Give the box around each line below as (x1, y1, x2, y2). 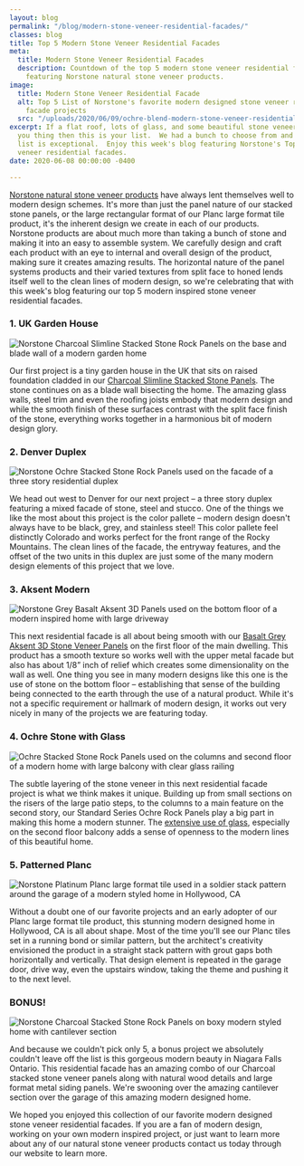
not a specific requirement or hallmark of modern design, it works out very (9, 698, 287, 709)
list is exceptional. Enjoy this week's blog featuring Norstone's (17, 139, 281, 148)
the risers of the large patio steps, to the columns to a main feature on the (9, 798, 284, 808)
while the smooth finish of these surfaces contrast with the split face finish (9, 404, 288, 415)
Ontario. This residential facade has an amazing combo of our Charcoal (9, 1063, 276, 1074)
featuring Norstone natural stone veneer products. (25, 72, 224, 81)
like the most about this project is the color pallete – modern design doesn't (9, 512, 291, 523)
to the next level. (9, 973, 71, 984)
